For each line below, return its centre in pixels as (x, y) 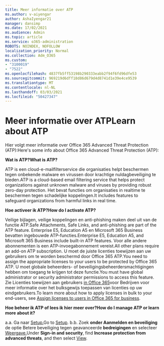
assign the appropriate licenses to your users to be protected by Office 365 (81, 262)
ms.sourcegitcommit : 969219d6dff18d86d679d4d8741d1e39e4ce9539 (71, 78)
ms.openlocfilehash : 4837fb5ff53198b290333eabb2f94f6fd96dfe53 (71, 74)
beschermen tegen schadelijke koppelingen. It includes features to (72, 195)
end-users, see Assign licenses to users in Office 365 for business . (73, 298)
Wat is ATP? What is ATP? (31, 160)
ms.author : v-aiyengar (28, 14)
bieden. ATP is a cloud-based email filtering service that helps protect (75, 180)
